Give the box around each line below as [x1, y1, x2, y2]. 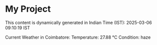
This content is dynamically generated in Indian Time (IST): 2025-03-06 [5, 20, 152, 25]
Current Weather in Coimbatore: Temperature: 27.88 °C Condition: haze [5, 34, 151, 40]
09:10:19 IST [5, 24, 31, 30]
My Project [5, 3, 51, 15]
